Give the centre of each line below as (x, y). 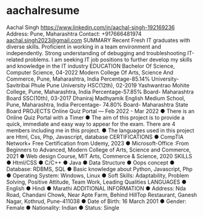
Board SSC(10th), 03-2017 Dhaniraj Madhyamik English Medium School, (96, 98)
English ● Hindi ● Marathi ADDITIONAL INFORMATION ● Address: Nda (96, 188)
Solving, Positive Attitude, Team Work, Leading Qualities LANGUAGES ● (96, 182)
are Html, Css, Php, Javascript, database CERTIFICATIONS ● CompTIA (95, 136)
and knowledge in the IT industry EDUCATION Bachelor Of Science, (91, 66)
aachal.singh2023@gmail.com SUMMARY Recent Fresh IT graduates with (98, 40)
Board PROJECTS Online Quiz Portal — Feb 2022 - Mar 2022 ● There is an (101, 111)
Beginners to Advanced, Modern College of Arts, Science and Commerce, (98, 150)
